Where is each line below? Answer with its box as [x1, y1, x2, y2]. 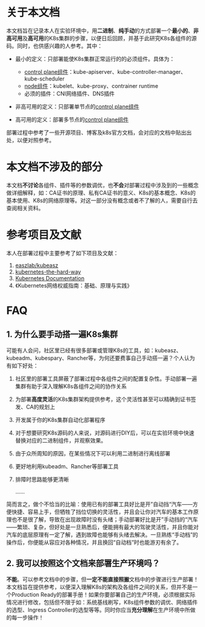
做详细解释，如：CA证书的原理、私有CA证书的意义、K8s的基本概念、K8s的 [6, 189, 196, 196]
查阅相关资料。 [6, 204, 44, 211]
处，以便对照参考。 [6, 136, 55, 143]
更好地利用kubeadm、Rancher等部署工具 [15, 462, 119, 470]
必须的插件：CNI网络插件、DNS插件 [24, 90, 115, 97]
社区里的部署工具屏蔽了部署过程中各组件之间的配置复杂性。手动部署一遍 [15, 375, 197, 382]
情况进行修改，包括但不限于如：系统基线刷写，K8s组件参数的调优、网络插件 [6, 598, 198, 606]
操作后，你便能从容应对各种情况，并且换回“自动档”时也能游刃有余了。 [6, 538, 182, 546]
